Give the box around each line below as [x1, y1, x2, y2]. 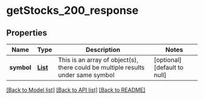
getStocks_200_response [6, 4, 138, 18]
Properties [6, 28, 47, 38]
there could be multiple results [58, 63, 144, 71]
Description [86, 46, 120, 54]
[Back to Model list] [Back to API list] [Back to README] [6, 86, 146, 94]
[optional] [154, 56, 182, 64]
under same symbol [58, 71, 115, 79]
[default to [154, 63, 184, 71]
